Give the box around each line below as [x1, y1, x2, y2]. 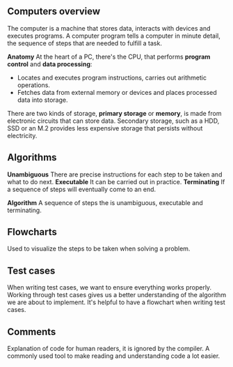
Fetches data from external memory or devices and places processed [17, 88, 217, 96]
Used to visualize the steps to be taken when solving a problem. [7, 244, 191, 253]
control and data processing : [7, 59, 93, 68]
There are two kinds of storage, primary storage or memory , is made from [7, 109, 222, 117]
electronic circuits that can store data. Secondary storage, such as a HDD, [7, 117, 220, 125]
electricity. [7, 131, 38, 140]
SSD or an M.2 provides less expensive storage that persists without [7, 123, 203, 132]
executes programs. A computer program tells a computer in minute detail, [7, 31, 220, 40]
